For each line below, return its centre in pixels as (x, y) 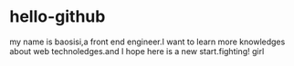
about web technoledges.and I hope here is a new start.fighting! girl (137, 51)
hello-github (58, 17)
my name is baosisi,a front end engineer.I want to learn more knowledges (147, 42)
